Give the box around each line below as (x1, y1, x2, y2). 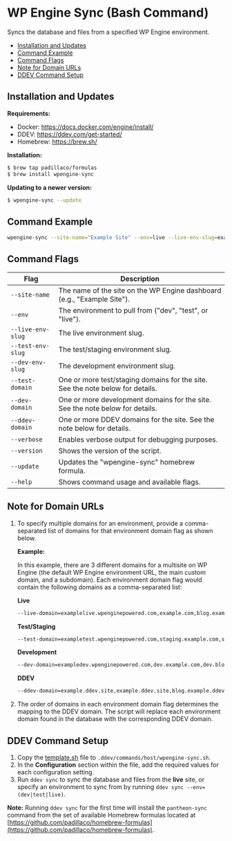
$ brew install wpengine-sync (7, 171, 95, 177)
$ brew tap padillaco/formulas (7, 164, 97, 171)
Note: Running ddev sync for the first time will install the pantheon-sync (7, 804, 207, 812)
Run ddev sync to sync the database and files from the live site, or (17, 775, 205, 783)
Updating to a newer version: (7, 183, 92, 191)
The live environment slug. (58, 328, 144, 338)
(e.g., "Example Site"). (58, 294, 130, 304)
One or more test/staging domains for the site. (58, 374, 208, 384)
